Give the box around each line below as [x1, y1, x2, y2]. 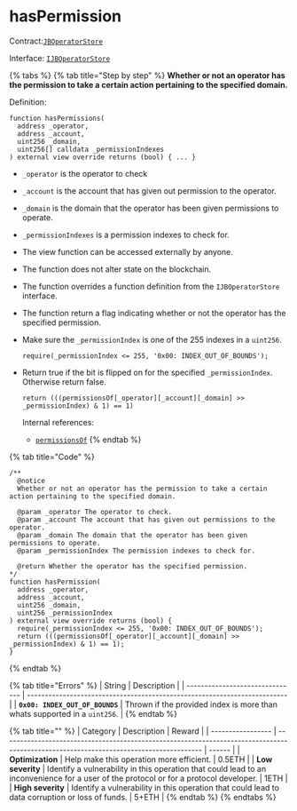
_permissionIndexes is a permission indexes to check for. [21, 229, 231, 240]
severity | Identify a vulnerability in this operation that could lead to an [9, 763, 267, 774]
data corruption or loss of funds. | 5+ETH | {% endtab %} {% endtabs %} [9, 791, 277, 802]
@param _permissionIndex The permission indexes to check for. [17, 546, 255, 555]
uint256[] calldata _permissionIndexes [17, 145, 165, 154]
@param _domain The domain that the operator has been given [17, 530, 248, 539]
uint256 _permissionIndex [17, 608, 113, 617]
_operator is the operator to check [21, 168, 148, 179]
